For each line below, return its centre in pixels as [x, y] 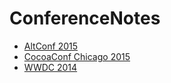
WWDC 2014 [50, 67]
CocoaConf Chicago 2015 [77, 56]
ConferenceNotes [85, 18]
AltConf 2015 [51, 46]
